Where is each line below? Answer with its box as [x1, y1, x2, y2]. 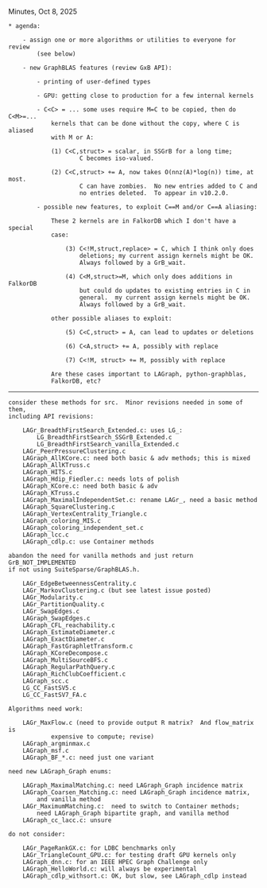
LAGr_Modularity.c [22, 594, 83, 602]
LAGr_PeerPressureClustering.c [22, 447, 126, 455]
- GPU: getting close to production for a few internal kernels [37, 92, 254, 99]
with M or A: [50, 134, 94, 142]
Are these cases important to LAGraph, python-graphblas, [50, 370, 247, 378]
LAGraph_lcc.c [22, 531, 69, 539]
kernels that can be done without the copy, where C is [50, 119, 240, 127]
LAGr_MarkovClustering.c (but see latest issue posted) [22, 586, 212, 594]
